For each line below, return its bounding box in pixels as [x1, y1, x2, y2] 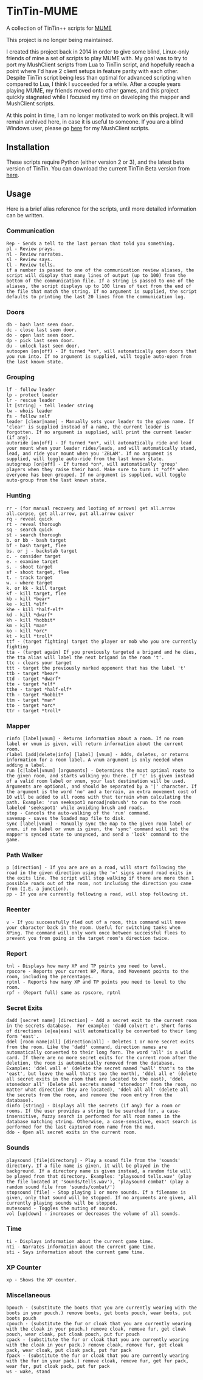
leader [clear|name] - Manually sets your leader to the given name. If [6, 419, 194, 425]
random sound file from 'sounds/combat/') [6, 1184, 115, 1190]
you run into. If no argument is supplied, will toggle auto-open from [6, 354, 191, 360]
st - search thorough [6, 531, 61, 538]
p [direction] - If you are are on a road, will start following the [6, 864, 187, 871]
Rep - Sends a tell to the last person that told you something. [6, 240, 175, 247]
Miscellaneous [6, 1291, 50, 1300]
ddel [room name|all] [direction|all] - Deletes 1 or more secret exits [6, 1039, 194, 1045]
